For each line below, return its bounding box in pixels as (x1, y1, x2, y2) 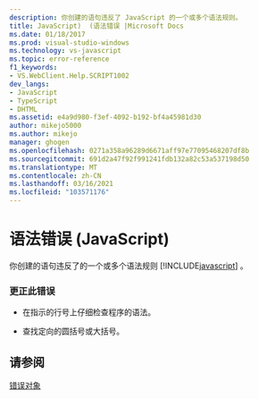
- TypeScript (9, 96, 58, 106)
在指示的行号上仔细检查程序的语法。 (21, 307, 156, 318)
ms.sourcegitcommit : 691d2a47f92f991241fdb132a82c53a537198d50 (9, 154, 250, 164)
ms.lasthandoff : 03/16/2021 (9, 180, 114, 189)
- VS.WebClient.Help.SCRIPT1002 (9, 72, 129, 81)
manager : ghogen (9, 138, 70, 147)
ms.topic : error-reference (9, 55, 110, 64)
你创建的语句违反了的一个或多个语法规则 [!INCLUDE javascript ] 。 (9, 260, 248, 271)
